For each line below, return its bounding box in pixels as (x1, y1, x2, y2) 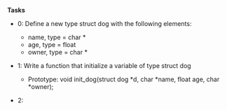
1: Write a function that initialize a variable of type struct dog (17, 62, 191, 69)
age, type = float (27, 41, 76, 48)
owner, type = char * (27, 48, 88, 56)
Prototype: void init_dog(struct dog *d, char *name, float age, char (27, 75, 220, 83)
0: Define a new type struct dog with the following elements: (17, 20, 192, 27)
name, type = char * (27, 33, 86, 41)
